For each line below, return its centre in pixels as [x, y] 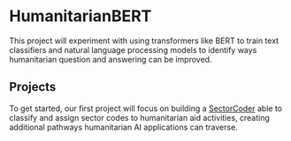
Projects [33, 87]
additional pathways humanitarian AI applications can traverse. [124, 127]
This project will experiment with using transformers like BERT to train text [144, 41]
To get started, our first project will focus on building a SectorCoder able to [146, 108]
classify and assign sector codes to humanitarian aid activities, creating [139, 117]
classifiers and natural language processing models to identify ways [133, 49]
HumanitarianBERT [80, 16]
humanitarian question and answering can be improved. [111, 59]
